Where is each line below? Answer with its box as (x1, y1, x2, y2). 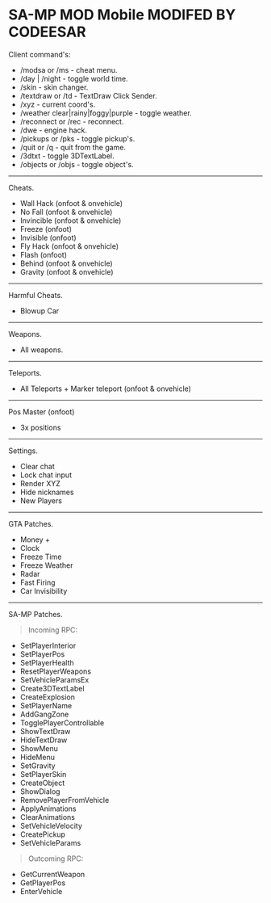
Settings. (8, 446, 38, 456)
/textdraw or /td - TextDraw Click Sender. (19, 90, 157, 100)
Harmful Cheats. (8, 290, 63, 300)
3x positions (19, 422, 61, 432)
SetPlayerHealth (19, 657, 74, 667)
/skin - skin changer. (19, 82, 89, 92)
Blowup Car (19, 305, 60, 316)
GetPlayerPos (19, 878, 66, 888)
